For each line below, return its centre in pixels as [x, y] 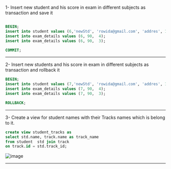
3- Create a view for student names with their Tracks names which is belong [85, 117]
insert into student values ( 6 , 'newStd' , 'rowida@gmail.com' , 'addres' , [84, 31]
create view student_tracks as [38, 132]
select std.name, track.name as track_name [52, 137]
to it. [10, 123]
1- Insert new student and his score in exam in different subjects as [76, 7]
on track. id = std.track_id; [36, 147]
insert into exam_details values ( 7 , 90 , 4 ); [55, 89]
